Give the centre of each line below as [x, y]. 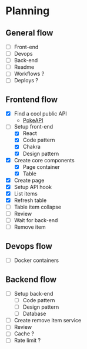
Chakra [31, 147]
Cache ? [24, 334]
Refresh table [30, 200]
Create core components [44, 160]
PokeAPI [33, 120]
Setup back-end [34, 293]
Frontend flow [32, 99]
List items [26, 193]
